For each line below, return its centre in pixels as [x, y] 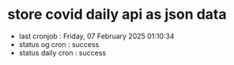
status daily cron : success [62, 52]
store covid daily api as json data [117, 14]
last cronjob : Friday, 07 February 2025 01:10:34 [96, 36]
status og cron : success [59, 44]
